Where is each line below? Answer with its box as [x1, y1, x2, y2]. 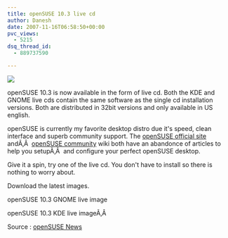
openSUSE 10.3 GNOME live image [7, 195, 107, 203]
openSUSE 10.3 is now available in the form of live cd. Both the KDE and [7, 88, 215, 96]
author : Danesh [7, 17, 52, 24]
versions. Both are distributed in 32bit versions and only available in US [7, 103, 213, 111]
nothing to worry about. [7, 168, 76, 176]
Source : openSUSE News [7, 223, 83, 231]
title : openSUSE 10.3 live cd [7, 10, 96, 18]
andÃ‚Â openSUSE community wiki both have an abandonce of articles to [7, 139, 221, 148]
